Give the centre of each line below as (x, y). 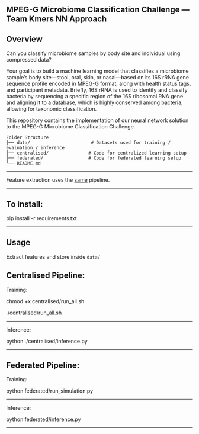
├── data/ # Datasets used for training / (88, 143)
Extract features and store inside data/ (53, 256)
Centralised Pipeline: (46, 276)
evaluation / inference (36, 148)
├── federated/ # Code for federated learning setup (94, 158)
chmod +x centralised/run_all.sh (45, 301)
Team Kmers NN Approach (57, 19)
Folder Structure (28, 138)
